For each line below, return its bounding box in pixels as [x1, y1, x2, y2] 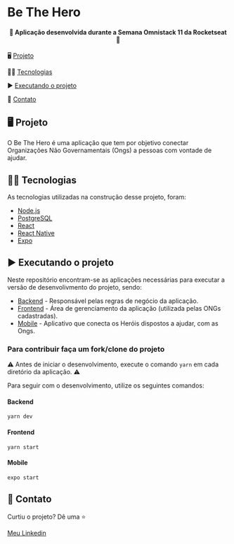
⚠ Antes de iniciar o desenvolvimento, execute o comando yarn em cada [7, 360, 219, 369]
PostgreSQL [17, 214, 53, 223]
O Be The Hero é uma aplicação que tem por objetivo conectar [7, 139, 189, 147]
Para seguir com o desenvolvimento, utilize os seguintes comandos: [7, 381, 204, 390]
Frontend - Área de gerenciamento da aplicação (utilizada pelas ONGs [17, 304, 221, 312]
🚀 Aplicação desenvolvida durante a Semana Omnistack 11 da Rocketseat [9, 27, 227, 36]
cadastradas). [17, 311, 58, 320]
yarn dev [7, 413, 33, 420]
